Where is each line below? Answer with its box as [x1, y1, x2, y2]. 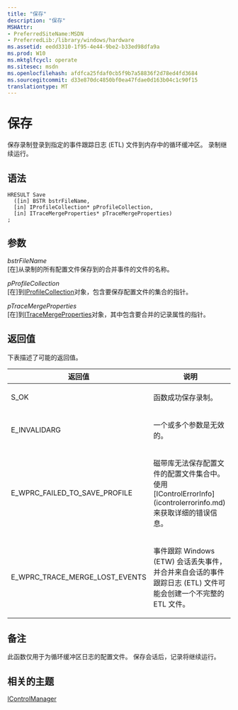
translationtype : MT [7, 83, 69, 90]
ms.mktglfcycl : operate [7, 57, 78, 64]
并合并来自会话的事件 [153, 567, 225, 577]
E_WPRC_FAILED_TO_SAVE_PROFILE [11, 487, 132, 497]
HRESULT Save [7, 192, 46, 199]
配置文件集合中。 [167, 469, 225, 479]
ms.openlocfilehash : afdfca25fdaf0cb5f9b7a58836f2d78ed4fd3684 [7, 70, 198, 77]
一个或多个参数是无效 [153, 420, 225, 430]
